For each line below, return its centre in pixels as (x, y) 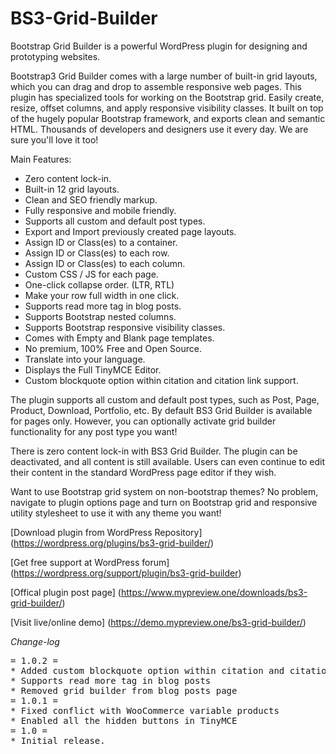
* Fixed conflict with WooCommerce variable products (145, 710)
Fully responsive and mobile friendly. (100, 210)
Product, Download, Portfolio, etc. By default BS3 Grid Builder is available (161, 410)
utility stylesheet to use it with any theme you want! (116, 513)
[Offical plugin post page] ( (66, 592)
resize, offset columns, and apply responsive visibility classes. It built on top (167, 108)
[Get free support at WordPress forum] (90, 562)
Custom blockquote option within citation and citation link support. (161, 380)
